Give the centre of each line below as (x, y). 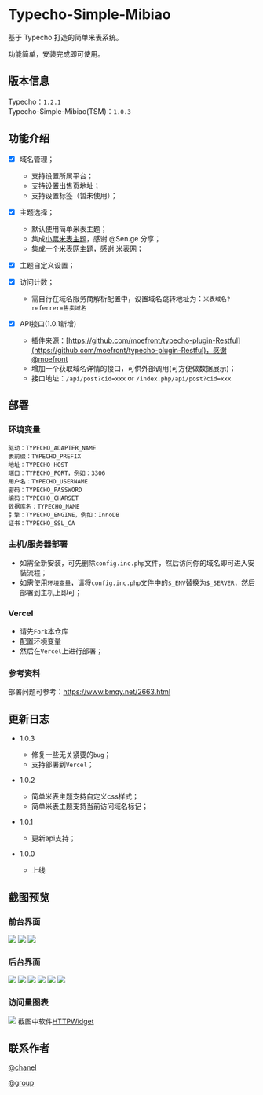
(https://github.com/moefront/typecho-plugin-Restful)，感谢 (129, 350)
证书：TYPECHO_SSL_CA (42, 523)
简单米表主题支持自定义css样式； (85, 796)
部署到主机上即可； (51, 592)
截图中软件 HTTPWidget (56, 1021)
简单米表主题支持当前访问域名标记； (90, 807)
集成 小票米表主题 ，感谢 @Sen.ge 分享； (96, 238)
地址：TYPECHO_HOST (38, 465)
